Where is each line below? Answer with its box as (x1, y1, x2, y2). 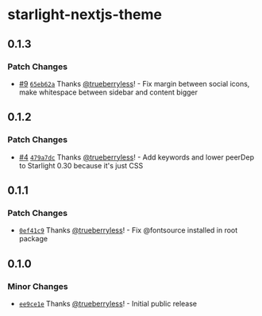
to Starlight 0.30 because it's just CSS (18, 160, 144, 170)
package (18, 234, 48, 244)
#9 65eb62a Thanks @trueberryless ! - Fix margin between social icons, (18, 79, 250, 88)
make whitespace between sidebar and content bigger (18, 87, 198, 97)
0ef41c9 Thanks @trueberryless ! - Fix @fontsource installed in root (18, 225, 238, 235)
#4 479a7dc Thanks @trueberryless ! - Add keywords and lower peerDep (18, 152, 255, 162)
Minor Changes (7, 280, 68, 291)
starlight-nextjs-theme (7, 6, 163, 24)
